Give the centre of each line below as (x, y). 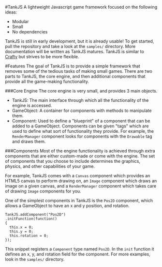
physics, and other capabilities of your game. (50, 166)
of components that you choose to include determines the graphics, (73, 161)
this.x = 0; (22, 227)
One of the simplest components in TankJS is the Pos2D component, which (79, 200)
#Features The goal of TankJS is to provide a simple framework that (73, 66)
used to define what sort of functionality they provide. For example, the (83, 131)
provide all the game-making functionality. (47, 81)
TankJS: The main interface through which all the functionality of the (80, 100)
